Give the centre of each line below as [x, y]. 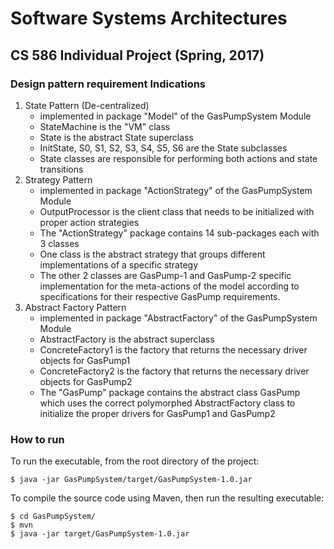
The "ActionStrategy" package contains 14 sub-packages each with [179, 233]
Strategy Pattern [58, 179]
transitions [61, 169]
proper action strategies [89, 222]
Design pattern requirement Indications [108, 84]
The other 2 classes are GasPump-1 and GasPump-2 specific [165, 275]
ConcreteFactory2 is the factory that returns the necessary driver [174, 371]
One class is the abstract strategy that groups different [152, 254]
